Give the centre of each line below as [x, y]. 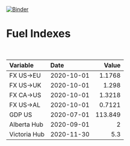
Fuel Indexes [39, 34]
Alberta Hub [26, 124]
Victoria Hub [27, 134]
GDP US [21, 115]
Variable [22, 65]
